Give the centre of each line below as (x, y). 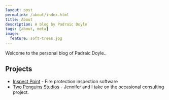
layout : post (19, 10)
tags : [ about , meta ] (27, 29)
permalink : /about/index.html (37, 15)
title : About (19, 19)
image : (12, 34)
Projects (19, 69)
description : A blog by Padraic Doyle (46, 24)
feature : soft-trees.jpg (36, 39)
